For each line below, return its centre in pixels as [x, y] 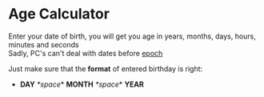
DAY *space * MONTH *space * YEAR [82, 84]
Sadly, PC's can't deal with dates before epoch [86, 53]
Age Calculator [59, 14]
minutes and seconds [44, 44]
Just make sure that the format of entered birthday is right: [106, 68]
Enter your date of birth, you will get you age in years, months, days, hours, [132, 36]
